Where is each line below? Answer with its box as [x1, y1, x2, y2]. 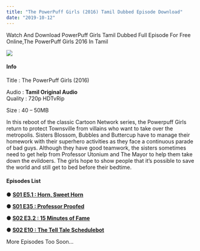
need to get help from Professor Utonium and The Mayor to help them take [6, 150, 193, 158]
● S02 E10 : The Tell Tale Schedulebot [6, 226, 104, 233]
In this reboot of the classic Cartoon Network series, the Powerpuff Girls [6, 118, 187, 125]
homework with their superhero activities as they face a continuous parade [6, 137, 194, 145]
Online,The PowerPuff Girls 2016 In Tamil [6, 38, 108, 45]
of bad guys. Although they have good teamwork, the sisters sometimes [6, 144, 187, 151]
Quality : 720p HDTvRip [6, 95, 65, 102]
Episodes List [6, 177, 41, 185]
